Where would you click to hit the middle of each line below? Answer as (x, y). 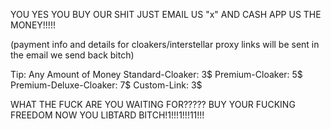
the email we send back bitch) (72, 55)
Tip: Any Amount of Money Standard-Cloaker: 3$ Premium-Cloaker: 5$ (156, 74)
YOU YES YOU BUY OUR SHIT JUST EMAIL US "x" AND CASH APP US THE (166, 14)
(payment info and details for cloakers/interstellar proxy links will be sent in (165, 44)
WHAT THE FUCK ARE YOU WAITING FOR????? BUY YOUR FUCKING (153, 104)
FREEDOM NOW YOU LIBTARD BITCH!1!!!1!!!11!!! (107, 115)
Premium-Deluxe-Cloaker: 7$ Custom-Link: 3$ (106, 85)
